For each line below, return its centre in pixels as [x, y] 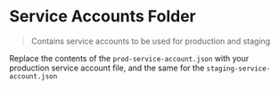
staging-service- [238, 69]
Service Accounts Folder [103, 16]
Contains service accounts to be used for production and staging [151, 41]
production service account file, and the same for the [107, 68]
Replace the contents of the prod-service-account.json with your [129, 58]
